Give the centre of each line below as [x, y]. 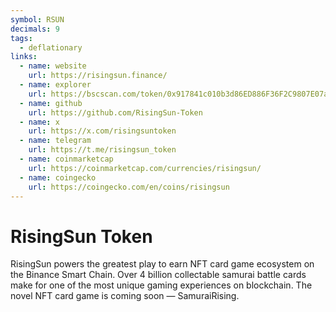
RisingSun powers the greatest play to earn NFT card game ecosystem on [162, 264]
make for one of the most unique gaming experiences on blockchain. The [161, 285]
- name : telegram [55, 141]
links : [24, 57]
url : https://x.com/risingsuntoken [102, 131]
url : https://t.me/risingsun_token [102, 150]
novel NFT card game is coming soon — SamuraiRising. [125, 296]
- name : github [51, 103]
